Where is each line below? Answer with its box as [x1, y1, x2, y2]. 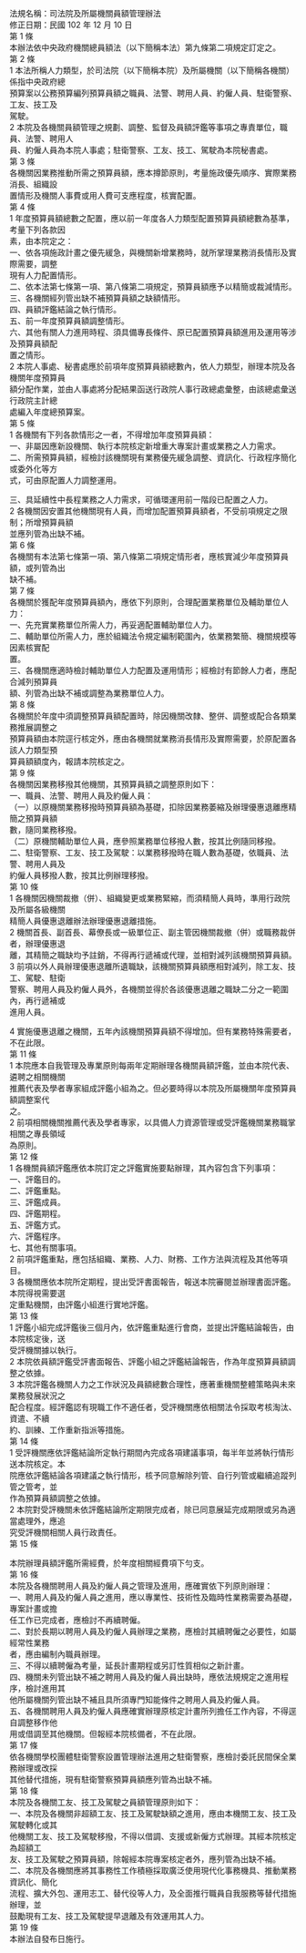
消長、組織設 [9, 179, 57, 189]
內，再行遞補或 [9, 996, 66, 1006]
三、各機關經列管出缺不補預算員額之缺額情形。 [9, 292, 185, 303]
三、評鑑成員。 [9, 1197, 66, 1207]
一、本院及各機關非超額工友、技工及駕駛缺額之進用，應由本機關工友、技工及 [9, 1808, 297, 1819]
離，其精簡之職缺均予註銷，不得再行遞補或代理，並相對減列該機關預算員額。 [9, 950, 297, 960]
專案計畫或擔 [9, 1603, 57, 1614]
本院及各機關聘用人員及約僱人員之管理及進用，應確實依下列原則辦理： [9, 1580, 273, 1591]
